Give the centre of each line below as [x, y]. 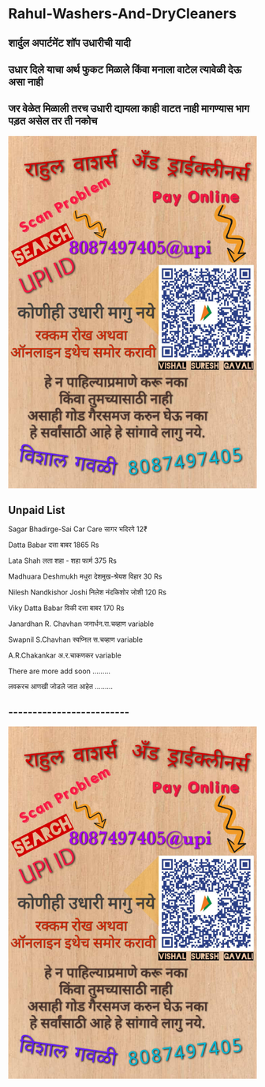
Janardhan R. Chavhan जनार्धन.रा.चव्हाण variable [81, 624]
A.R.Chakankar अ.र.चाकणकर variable [65, 655]
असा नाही [26, 82]
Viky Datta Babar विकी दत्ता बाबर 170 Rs [66, 608]
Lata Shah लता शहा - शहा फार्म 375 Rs [62, 560]
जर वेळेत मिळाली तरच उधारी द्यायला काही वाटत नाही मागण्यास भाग [129, 109]
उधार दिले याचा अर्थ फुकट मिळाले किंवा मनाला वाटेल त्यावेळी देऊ [125, 69]
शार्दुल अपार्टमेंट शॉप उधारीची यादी [70, 43]
